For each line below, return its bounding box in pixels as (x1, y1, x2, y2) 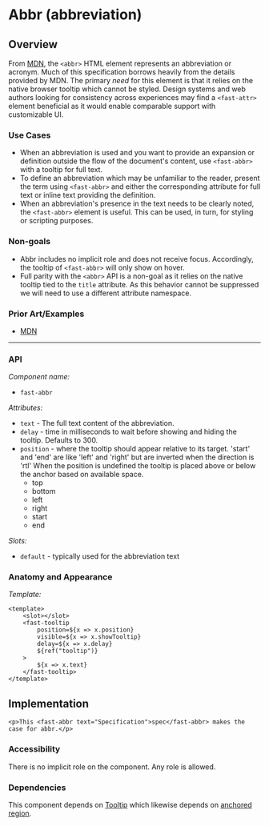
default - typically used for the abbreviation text (19, 551, 180, 561)
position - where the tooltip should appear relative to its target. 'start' (19, 444, 251, 454)
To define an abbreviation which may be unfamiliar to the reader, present (19, 174, 260, 183)
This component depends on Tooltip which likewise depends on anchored (8, 800, 252, 809)
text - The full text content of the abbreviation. (19, 419, 175, 428)
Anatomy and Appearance (8, 571, 113, 583)
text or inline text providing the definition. (19, 190, 156, 200)
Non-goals (8, 236, 50, 247)
